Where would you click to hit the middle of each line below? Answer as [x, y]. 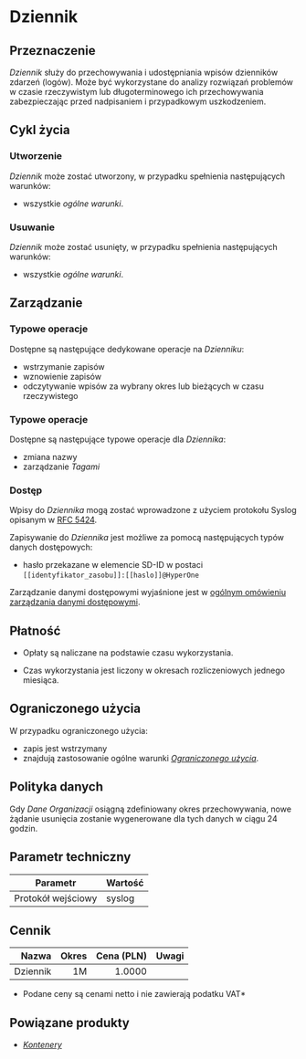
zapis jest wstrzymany [65, 748]
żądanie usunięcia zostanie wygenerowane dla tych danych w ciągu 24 [143, 818]
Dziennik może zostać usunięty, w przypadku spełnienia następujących [144, 246]
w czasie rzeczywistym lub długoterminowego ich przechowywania [137, 92]
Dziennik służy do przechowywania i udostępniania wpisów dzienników [144, 72]
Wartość [125, 883]
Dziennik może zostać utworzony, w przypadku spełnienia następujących [148, 176]
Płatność [35, 630]
